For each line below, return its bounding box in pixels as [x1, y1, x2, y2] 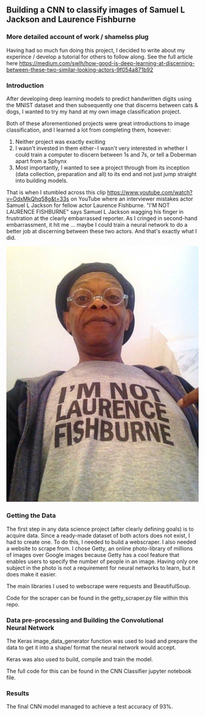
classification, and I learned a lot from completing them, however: [6, 126, 171, 133]
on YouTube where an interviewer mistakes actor [70, 195, 193, 202]
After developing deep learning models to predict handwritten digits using [6, 94, 192, 102]
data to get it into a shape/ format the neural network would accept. [6, 643, 176, 651]
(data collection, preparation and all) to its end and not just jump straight [15, 170, 197, 177]
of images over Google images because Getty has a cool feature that [6, 551, 180, 558]
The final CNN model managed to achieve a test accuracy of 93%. [6, 703, 173, 711]
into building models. [15, 177, 68, 184]
